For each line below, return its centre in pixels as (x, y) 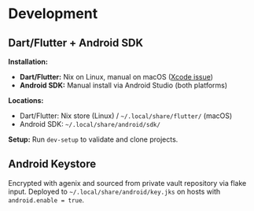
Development (53, 14)
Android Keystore (52, 164)
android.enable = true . (46, 200)
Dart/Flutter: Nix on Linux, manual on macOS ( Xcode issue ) (116, 77)
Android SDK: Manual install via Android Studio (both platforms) (123, 85)
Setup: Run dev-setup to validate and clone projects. (93, 139)
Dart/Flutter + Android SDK (76, 43)
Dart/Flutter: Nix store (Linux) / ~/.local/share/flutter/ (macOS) (126, 116)
